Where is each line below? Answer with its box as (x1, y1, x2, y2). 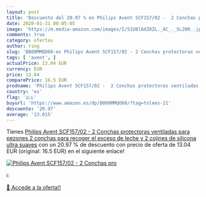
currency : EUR (6, 65, 43, 72)
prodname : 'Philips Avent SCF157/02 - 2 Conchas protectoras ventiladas (6, 83, 199, 89)
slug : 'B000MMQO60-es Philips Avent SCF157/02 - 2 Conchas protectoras (6, 49, 193, 55)
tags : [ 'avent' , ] (6, 54, 56, 61)
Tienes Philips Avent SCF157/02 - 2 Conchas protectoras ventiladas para (6, 128, 190, 135)
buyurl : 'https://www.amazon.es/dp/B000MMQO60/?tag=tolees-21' (6, 100, 172, 106)
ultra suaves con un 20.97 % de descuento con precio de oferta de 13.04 (6, 141, 191, 149)
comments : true (6, 32, 45, 38)
